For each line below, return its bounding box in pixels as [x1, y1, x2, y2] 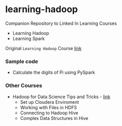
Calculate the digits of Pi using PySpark [12, 69, 95, 75]
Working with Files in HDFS [20, 104, 77, 110]
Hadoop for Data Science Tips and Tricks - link [12, 94, 110, 100]
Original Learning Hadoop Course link [5, 45, 82, 51]
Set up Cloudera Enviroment [20, 99, 79, 105]
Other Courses [5, 82, 43, 89]
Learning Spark [12, 35, 45, 41]
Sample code [5, 58, 38, 65]
